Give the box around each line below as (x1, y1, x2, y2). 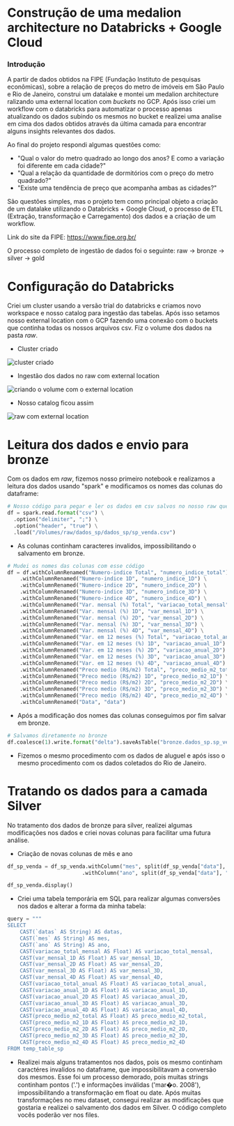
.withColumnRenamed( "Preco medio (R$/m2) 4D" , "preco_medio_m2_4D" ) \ (19, 692, 229, 699)
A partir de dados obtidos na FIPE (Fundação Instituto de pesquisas (7, 75, 201, 84)
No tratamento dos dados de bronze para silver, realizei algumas (7, 821, 193, 830)
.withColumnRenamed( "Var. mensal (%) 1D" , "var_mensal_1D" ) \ (19, 608, 204, 615)
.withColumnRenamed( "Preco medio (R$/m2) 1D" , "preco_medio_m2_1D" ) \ (19, 673, 229, 680)
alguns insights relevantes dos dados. (7, 127, 116, 135)
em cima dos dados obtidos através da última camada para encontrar (7, 120, 207, 128)
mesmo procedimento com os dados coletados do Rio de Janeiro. (17, 758, 207, 767)
